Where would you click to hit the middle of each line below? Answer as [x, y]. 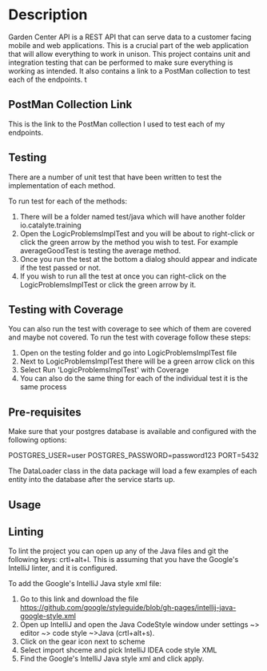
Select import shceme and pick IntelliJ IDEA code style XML [118, 650]
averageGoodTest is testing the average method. [100, 251]
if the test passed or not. [60, 267]
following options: [38, 440]
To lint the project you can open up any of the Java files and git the [119, 551]
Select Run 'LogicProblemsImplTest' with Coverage [104, 370]
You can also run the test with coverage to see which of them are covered [130, 329]
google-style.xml [48, 616]
